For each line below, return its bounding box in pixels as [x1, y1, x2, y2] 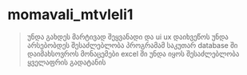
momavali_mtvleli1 [7, 6, 133, 24]
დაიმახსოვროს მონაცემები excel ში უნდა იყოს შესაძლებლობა [26, 49, 240, 58]
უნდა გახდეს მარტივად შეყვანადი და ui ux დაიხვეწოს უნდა [26, 32, 229, 41]
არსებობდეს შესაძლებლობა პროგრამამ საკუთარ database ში [26, 40, 238, 49]
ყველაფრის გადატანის [26, 57, 106, 67]
